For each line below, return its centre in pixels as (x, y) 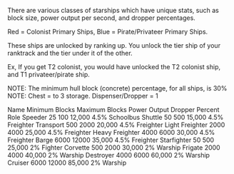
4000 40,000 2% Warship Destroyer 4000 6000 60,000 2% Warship (109, 155)
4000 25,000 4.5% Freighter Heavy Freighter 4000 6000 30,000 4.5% (111, 132)
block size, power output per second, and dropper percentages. (102, 18)
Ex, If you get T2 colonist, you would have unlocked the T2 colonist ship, (114, 67)
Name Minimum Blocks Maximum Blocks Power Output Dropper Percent (113, 109)
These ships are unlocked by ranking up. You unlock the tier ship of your (114, 45)
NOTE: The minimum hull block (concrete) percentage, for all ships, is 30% (117, 88)
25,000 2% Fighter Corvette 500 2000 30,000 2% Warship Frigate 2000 (114, 148)
